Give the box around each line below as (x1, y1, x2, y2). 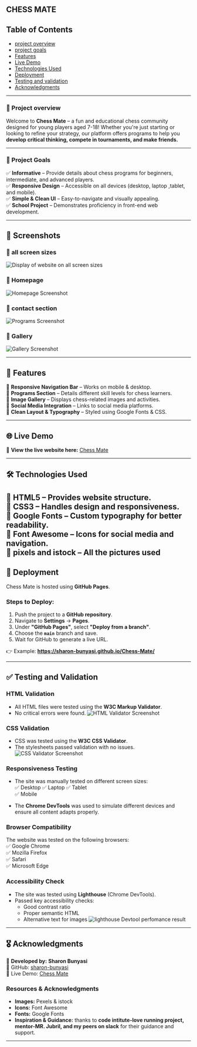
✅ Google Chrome (6, 842, 50, 849)
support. (14, 1029, 36, 1036)
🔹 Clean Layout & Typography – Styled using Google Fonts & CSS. (6, 409, 167, 416)
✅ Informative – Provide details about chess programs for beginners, (6, 169, 174, 176)
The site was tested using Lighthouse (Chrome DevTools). (14, 890, 157, 898)
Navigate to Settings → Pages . (14, 617, 90, 624)
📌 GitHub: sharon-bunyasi (6, 964, 69, 971)
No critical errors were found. (14, 709, 86, 716)
